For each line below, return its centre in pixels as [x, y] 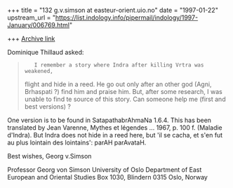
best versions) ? [48, 107]
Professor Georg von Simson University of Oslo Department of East [105, 170]
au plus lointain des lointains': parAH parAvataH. [77, 142]
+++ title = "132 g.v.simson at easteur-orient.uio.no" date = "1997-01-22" [113, 10]
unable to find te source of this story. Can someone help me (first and [125, 99]
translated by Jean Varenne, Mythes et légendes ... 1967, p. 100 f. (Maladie [115, 128]
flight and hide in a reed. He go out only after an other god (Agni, [118, 84]
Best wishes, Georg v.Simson [49, 156]
